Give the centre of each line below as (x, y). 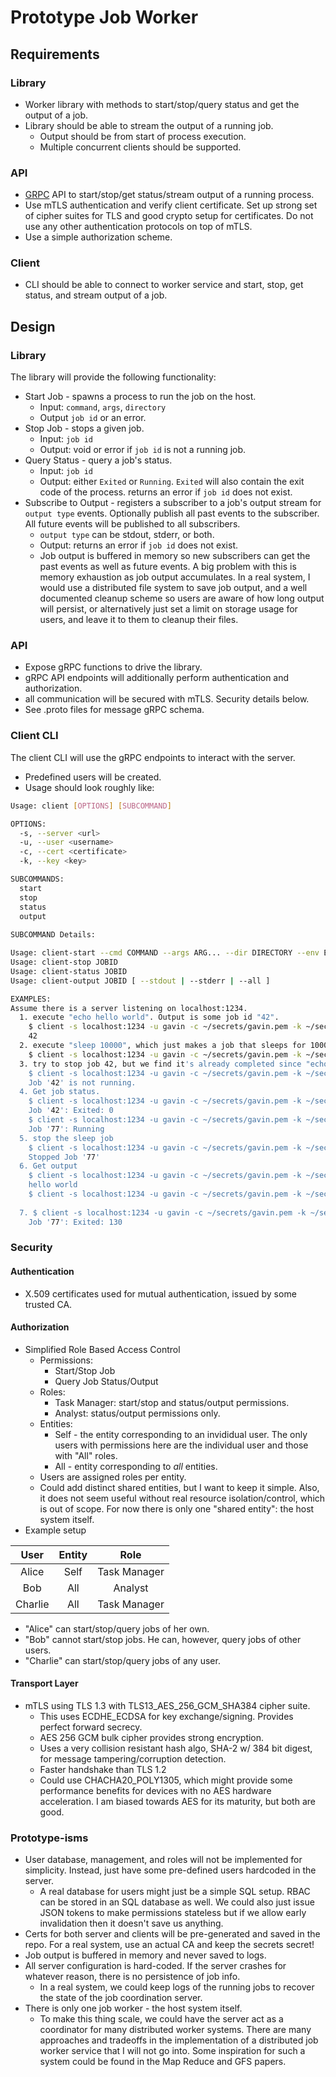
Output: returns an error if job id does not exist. (138, 545)
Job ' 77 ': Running (66, 1129)
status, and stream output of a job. (96, 295)
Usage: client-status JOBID (69, 971)
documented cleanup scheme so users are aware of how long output (182, 598)
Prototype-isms (49, 1838)
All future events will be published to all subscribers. (132, 524)
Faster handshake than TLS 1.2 (103, 1770)
